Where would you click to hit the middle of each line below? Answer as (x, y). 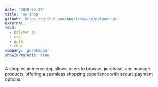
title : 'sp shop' (23, 14)
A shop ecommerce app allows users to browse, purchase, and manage (78, 69)
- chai (16, 46)
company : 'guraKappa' (27, 50)
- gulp (16, 42)
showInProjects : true (27, 55)
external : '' (18, 23)
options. (13, 79)
